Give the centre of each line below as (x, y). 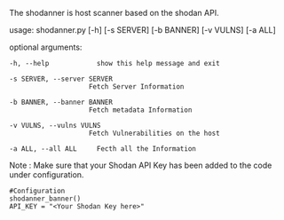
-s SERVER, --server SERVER (61, 79)
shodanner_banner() (45, 199)
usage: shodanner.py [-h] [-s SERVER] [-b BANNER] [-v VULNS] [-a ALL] (143, 30)
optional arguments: (46, 47)
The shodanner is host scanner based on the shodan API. (114, 13)
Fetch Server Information (136, 87)
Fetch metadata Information (140, 110)
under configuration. (47, 175)
